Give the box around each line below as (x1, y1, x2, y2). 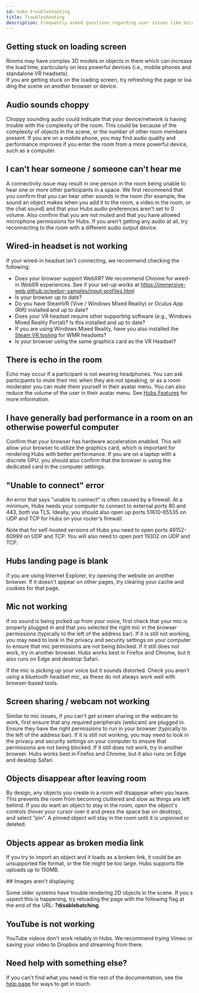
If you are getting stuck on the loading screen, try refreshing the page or (6, 76, 183, 84)
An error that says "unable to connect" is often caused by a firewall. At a (6, 496, 182, 503)
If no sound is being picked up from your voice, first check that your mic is (6, 617, 188, 624)
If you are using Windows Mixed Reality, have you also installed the (14, 325, 179, 332)
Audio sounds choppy (6, 100, 89, 110)
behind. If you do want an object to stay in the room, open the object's (6, 802, 178, 809)
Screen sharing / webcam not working (6, 697, 150, 707)
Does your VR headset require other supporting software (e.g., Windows (14, 312, 192, 320)
